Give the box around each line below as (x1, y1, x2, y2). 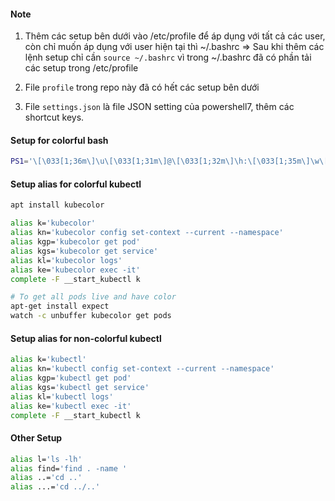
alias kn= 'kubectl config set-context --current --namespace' (10, 364, 275, 374)
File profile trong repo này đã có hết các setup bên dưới (24, 81, 260, 94)
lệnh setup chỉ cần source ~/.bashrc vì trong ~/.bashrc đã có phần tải (24, 51, 312, 64)
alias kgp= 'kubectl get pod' (10, 373, 132, 384)
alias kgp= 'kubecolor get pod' (10, 237, 141, 247)
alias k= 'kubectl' (10, 355, 87, 365)
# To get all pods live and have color (10, 292, 177, 302)
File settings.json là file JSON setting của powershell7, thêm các (24, 101, 295, 113)
